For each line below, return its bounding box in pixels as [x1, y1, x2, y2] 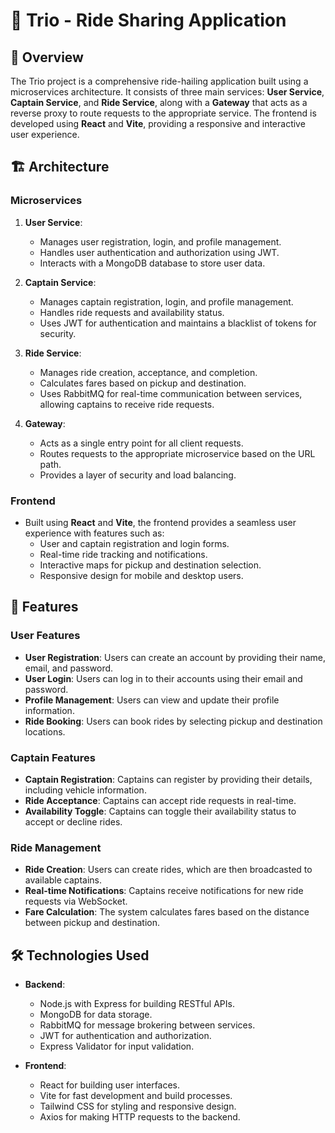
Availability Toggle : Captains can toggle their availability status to [24, 805, 297, 817]
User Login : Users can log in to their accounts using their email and [24, 672, 303, 684]
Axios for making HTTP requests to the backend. [39, 1111, 241, 1123]
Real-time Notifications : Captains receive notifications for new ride [24, 885, 304, 897]
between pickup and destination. [24, 917, 161, 929]
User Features [10, 629, 81, 643]
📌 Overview [10, 49, 84, 66]
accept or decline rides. [24, 815, 123, 828]
